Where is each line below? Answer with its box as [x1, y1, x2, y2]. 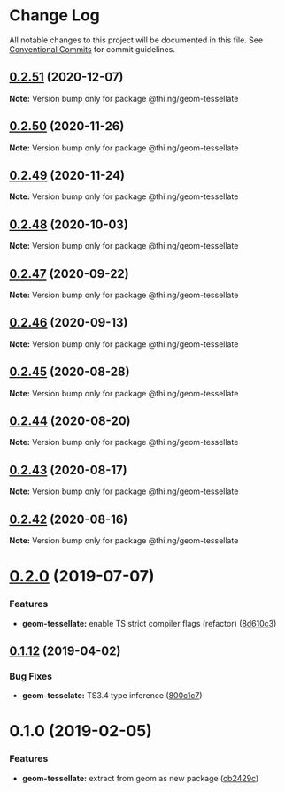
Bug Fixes [9, 670, 53, 682]
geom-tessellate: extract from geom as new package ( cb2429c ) [21, 773, 259, 783]
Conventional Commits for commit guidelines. [9, 43, 175, 54]
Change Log [9, 5, 100, 26]
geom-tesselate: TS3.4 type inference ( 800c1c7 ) [21, 690, 203, 701]
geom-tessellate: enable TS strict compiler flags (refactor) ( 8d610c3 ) [21, 618, 277, 628]
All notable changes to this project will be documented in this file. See [9, 35, 264, 45]
